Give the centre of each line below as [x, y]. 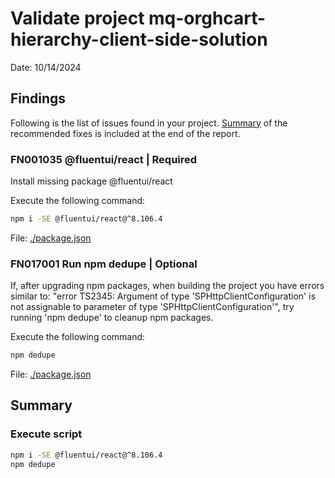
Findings [38, 98]
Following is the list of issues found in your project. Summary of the [149, 123]
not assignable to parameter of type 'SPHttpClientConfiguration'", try [152, 307]
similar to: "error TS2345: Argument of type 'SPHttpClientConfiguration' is [163, 296]
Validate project [77, 18]
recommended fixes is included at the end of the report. [125, 133]
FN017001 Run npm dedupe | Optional [104, 264]
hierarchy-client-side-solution [139, 39]
